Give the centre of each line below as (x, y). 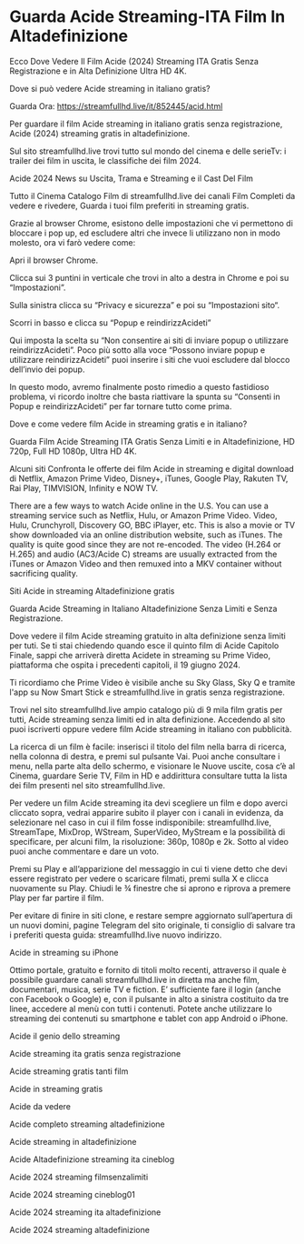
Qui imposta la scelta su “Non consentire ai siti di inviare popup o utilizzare (149, 340)
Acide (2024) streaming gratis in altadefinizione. (100, 133)
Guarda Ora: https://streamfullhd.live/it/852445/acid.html (116, 105)
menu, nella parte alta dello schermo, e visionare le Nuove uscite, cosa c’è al (152, 766)
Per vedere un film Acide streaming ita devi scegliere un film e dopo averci (149, 803)
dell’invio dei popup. (47, 369)
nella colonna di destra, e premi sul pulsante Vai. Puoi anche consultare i (145, 756)
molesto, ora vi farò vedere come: (73, 242)
